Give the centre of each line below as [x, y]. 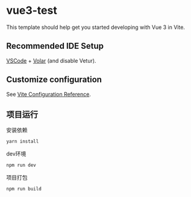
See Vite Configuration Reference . [49, 94]
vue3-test [32, 11]
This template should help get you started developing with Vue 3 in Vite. [96, 27]
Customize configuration [54, 80]
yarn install [23, 142]
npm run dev [21, 165]
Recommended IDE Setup [55, 46]
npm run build [24, 189]
